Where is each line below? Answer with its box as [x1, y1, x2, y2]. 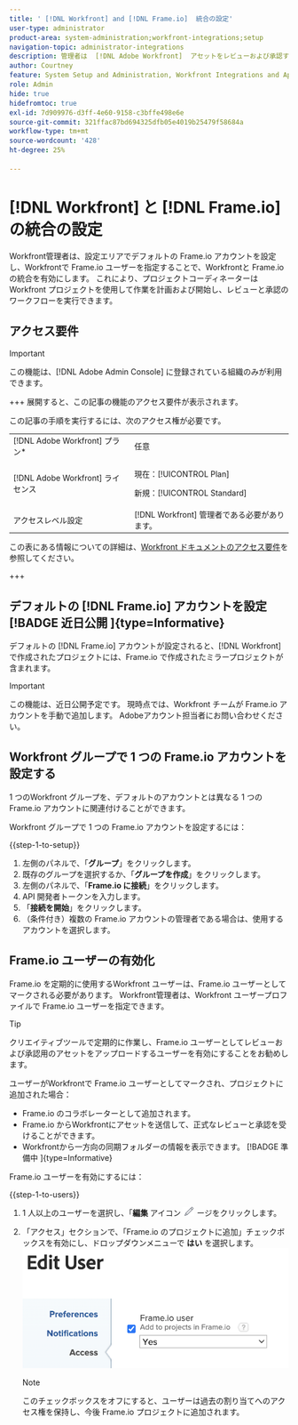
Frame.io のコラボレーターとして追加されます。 [21, 1107, 196, 1118]
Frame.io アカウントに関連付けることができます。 [9, 802, 191, 813]
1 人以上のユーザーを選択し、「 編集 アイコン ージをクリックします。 [21, 1207, 282, 1218]
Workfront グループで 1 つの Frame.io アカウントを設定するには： [9, 821, 247, 832]
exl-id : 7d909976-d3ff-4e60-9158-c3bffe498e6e [9, 108, 184, 117]
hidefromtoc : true [9, 99, 77, 108]
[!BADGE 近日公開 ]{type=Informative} [9, 615, 225, 631]
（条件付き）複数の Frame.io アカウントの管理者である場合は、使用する [21, 913, 284, 924]
